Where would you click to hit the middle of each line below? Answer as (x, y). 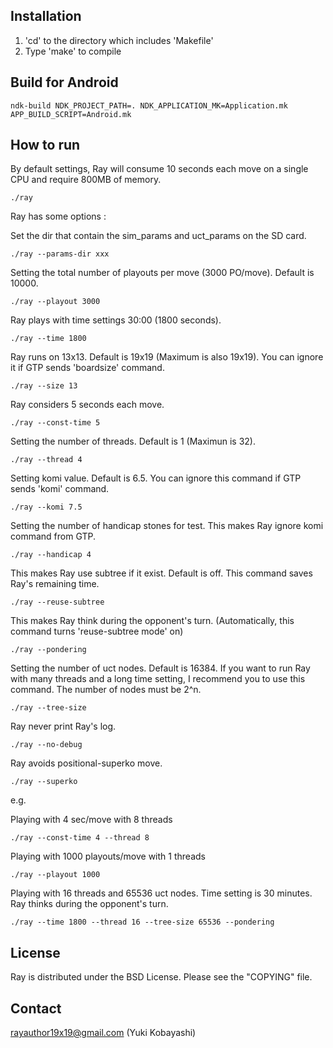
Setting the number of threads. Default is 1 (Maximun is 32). (133, 441)
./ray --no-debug (46, 745)
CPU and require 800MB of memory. (86, 180)
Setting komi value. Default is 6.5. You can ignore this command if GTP (156, 478)
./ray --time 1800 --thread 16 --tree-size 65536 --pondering (142, 922)
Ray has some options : (58, 216)
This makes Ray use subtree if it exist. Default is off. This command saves (161, 573)
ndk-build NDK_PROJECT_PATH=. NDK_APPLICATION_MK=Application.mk (149, 105)
